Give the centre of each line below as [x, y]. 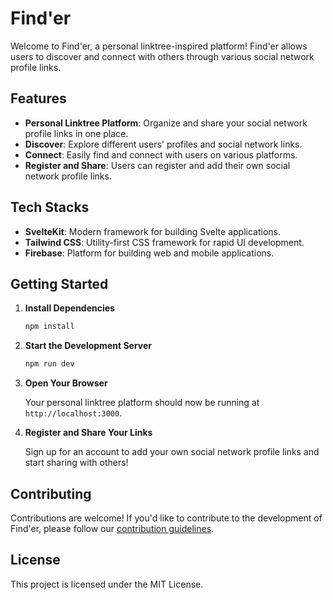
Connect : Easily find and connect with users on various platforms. [161, 154]
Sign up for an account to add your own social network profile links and [172, 452]
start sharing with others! [76, 463]
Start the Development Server [88, 346]
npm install [49, 327]
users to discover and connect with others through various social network [162, 56]
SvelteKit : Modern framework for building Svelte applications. [152, 231]
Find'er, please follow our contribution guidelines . [112, 528]
